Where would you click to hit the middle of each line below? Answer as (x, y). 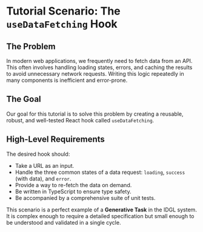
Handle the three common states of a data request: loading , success (100, 172)
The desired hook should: (38, 154)
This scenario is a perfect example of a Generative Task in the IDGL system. (101, 210)
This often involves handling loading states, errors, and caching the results (99, 67)
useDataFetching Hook (62, 24)
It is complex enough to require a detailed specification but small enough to (101, 216)
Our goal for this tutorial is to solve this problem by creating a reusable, (95, 114)
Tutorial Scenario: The (64, 11)
